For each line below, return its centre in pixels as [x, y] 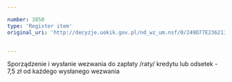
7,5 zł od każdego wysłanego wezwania [63, 71]
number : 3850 [26, 19]
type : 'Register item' [40, 26]
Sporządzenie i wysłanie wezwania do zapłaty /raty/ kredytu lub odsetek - [113, 64]
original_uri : [28, 32]
